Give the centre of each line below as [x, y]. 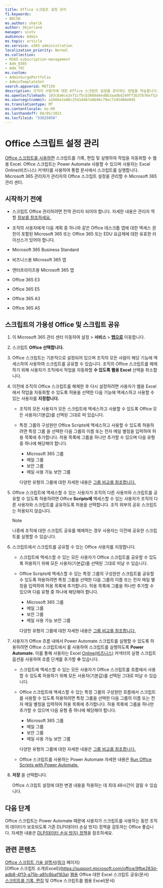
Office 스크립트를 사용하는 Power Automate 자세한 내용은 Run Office [85, 760]
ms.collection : [20, 55]
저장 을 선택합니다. [30, 775]
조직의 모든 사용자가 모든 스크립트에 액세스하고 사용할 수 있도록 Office [85, 409]
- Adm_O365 [16, 64]
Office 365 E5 [26, 289]
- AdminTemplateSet [25, 82]
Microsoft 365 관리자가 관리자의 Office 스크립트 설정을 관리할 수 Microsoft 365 [81, 176]
